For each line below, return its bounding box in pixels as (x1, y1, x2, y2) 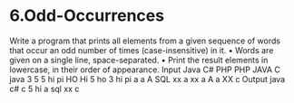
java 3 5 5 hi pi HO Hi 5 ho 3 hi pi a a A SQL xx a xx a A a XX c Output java (9, 73, 286, 84)
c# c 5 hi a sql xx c (9, 83, 80, 94)
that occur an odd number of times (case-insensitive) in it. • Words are (9, 44, 274, 55)
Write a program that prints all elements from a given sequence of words (9, 35, 281, 46)
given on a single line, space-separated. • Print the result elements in (9, 54, 269, 65)
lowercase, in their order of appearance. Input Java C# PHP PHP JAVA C (9, 64, 281, 75)
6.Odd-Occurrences (9, 5, 165, 26)
